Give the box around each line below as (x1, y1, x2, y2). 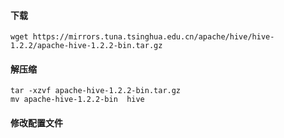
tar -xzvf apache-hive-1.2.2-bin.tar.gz (10, 86, 182, 96)
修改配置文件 (10, 117, 63, 129)
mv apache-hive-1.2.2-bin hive (10, 95, 145, 105)
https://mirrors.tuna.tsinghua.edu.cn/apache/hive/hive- (32, 32, 275, 42)
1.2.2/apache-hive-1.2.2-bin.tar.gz (10, 41, 163, 51)
